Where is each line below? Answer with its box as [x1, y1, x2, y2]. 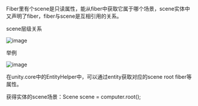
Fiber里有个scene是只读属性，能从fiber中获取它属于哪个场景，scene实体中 [6, 5, 190, 12]
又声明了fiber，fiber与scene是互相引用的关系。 [6, 12, 122, 20]
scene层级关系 [6, 25, 42, 32]
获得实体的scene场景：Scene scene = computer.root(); [6, 94, 142, 100]
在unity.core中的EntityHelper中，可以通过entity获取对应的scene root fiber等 [6, 73, 192, 80]
